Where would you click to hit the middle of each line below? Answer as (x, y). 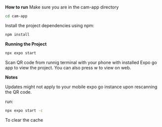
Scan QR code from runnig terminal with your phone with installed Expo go (81, 62)
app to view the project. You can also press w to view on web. (68, 67)
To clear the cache (24, 120)
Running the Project (26, 44)
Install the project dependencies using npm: (50, 25)
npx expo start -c (24, 110)
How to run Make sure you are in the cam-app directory (62, 7)
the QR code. (19, 92)
